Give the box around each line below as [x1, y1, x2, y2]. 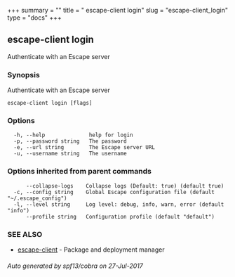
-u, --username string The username [13, 150, 128, 157]
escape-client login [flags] [7, 100, 93, 107]
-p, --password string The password [13, 138, 128, 145]
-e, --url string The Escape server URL [13, 144, 156, 151]
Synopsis [7, 70, 40, 79]
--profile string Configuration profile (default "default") [25, 213, 215, 220]
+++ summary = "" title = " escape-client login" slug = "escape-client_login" [7, 6, 228, 14]
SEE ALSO [7, 229, 43, 239]
